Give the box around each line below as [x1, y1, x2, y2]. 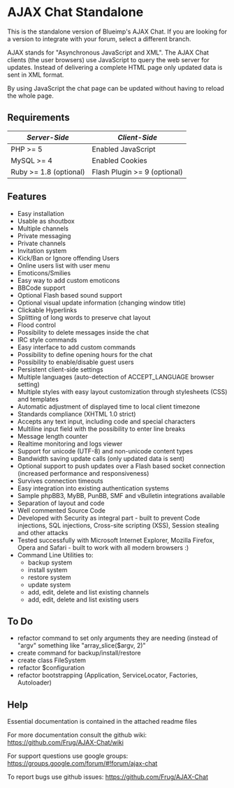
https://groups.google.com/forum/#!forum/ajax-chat [7, 759, 158, 768]
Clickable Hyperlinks [17, 305, 78, 314]
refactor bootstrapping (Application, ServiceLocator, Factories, [17, 671, 198, 680]
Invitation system [17, 246, 67, 255]
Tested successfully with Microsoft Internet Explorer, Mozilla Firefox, [17, 536, 215, 544]
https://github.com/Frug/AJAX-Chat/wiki [7, 738, 124, 747]
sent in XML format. [7, 71, 64, 79]
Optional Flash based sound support [17, 291, 122, 299]
